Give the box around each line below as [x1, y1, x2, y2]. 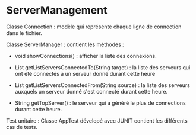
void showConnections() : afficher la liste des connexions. [14, 52, 157, 59]
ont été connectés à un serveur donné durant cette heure [14, 70, 156, 77]
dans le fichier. [6, 29, 43, 36]
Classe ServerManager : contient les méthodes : [6, 41, 125, 48]
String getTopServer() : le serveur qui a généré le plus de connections [14, 99, 186, 107]
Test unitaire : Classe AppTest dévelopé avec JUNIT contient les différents [6, 117, 188, 124]
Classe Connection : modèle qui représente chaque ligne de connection [6, 23, 182, 30]
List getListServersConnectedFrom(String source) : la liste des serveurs [14, 81, 190, 89]
